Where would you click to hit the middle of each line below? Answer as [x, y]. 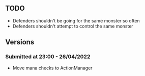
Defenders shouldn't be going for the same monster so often [76, 20]
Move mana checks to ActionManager [52, 68]
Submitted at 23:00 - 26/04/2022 [48, 57]
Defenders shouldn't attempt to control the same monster [73, 26]
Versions [20, 42]
